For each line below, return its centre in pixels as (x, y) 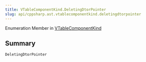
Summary (20, 43)
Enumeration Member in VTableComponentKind (53, 28)
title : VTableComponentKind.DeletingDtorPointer (56, 10)
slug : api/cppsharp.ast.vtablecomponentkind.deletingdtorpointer (73, 14)
